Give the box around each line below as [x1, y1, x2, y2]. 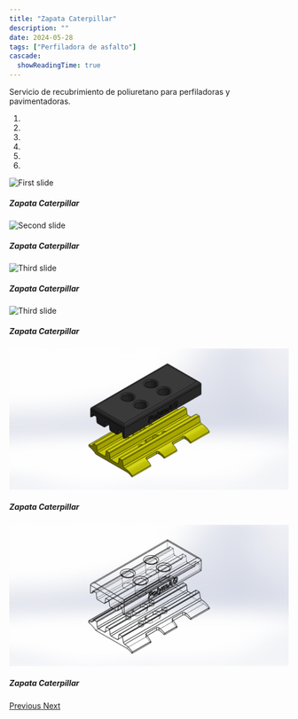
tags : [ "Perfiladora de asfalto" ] [9, 43, 137, 51]
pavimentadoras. [9, 96, 71, 106]
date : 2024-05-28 [9, 33, 74, 42]
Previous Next [9, 700, 61, 711]
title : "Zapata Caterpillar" [9, 14, 117, 23]
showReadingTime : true [17, 61, 101, 70]
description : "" [9, 23, 69, 33]
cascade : [9, 51, 42, 61]
